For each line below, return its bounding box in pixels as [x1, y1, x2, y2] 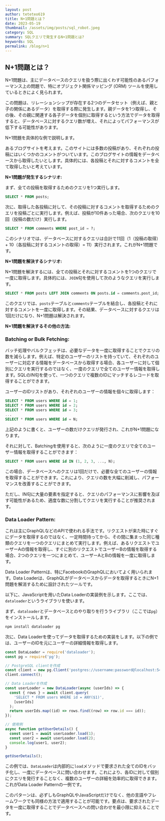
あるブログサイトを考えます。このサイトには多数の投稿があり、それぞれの [5, 146, 156, 151]
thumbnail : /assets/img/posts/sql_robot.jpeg [5, 26, 100, 30]
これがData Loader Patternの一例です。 [5, 782, 84, 788]
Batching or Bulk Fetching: [5, 335, 70, 342]
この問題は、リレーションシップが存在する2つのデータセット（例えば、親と [5, 100, 159, 106]
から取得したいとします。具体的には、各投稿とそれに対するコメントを [13, 158, 155, 164]
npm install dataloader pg [5, 624, 60, 629]
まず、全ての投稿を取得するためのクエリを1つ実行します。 [5, 185, 123, 191]
